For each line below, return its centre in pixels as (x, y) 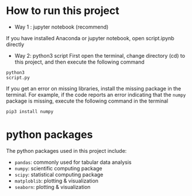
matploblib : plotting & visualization (56, 181)
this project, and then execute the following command (79, 62)
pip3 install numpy (30, 111)
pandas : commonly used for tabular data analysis (73, 162)
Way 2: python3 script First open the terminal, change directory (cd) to (100, 55)
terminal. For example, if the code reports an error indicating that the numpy (96, 94)
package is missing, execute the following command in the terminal (87, 101)
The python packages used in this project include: (66, 150)
